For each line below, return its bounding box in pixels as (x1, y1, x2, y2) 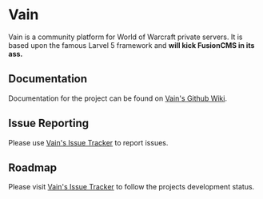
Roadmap (8, 161, 58, 174)
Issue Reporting (8, 117, 90, 130)
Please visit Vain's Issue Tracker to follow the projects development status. (8, 182, 255, 192)
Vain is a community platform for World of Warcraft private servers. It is (8, 32, 243, 42)
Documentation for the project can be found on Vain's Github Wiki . (8, 94, 228, 103)
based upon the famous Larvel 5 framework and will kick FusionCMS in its (8, 40, 255, 50)
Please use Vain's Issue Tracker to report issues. (8, 137, 169, 147)
